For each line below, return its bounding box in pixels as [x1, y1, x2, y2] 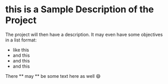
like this [12, 47, 29, 53]
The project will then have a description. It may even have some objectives [5, 31, 163, 37]
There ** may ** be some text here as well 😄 [5, 73, 101, 79]
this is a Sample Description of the [5, 4, 154, 15]
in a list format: [5, 37, 37, 43]
